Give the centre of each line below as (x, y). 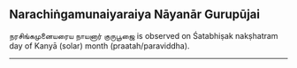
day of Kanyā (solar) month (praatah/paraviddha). (99, 45)
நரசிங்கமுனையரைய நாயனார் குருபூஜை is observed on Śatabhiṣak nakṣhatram (144, 35)
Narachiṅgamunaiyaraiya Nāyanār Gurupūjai (135, 15)
